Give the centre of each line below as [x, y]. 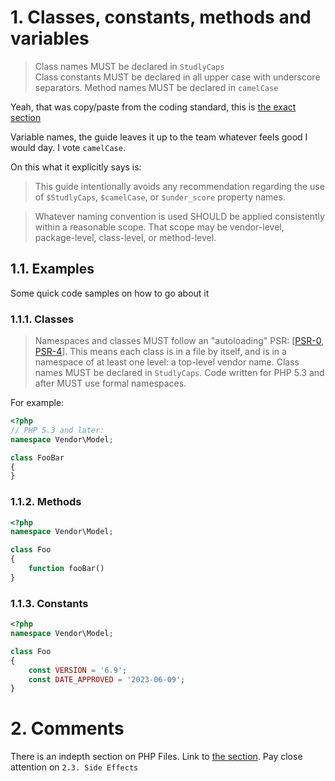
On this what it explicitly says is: [76, 167]
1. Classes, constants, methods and [161, 17]
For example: [37, 403]
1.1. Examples [52, 269]
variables [50, 38]
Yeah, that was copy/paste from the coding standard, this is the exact [153, 107]
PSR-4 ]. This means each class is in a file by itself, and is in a [160, 352]
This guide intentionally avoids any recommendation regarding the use [179, 186]
